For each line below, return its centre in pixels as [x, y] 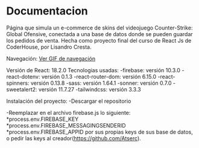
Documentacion [47, 11]
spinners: [18, 83]
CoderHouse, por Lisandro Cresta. [49, 47]
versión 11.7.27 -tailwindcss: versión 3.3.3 [90, 89]
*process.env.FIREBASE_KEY [43, 119]
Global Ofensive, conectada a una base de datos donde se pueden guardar [99, 34]
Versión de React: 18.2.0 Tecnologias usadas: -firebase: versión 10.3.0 [93, 70]
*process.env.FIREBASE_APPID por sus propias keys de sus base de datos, [99, 132]
